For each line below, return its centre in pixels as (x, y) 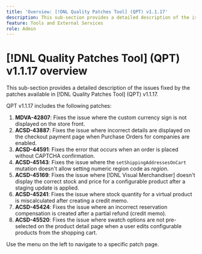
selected (26, 226)
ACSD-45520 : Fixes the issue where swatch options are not (90, 220)
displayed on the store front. (50, 124)
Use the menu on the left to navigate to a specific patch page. (83, 244)
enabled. (26, 143)
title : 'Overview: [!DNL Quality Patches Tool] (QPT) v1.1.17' (87, 12)
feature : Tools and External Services (55, 23)
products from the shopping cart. (56, 233)
